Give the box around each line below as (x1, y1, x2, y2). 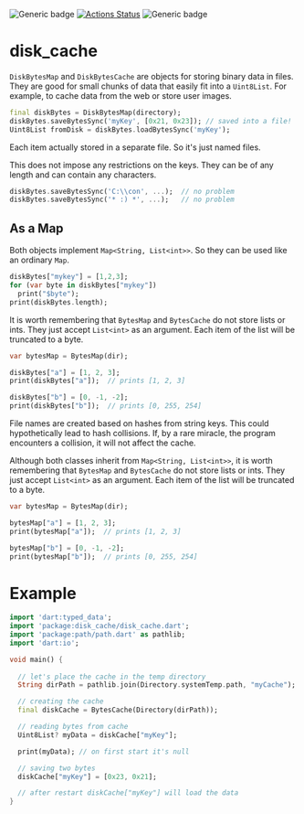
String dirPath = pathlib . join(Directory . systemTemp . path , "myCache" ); (17, 680, 297, 690)
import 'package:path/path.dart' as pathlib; (9, 630, 185, 639)
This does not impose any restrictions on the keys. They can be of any (9, 159, 274, 170)
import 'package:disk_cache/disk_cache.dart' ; (9, 622, 190, 631)
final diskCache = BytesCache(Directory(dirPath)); (17, 705, 219, 715)
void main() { (9, 655, 64, 664)
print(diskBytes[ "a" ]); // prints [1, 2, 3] (9, 376, 185, 386)
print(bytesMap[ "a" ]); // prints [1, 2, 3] (9, 527, 182, 536)
